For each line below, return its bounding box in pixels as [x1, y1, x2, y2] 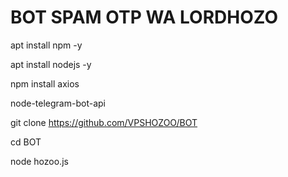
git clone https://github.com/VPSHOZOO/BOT [10, 116, 198, 128]
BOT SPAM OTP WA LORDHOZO [10, 6, 278, 29]
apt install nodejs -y [10, 58, 92, 70]
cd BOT [10, 136, 42, 148]
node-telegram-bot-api [10, 97, 106, 109]
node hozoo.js [10, 155, 69, 167]
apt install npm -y [10, 39, 83, 51]
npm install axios [10, 77, 80, 90]
